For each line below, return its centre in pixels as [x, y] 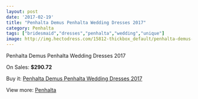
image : [14, 39]
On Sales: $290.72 [29, 67]
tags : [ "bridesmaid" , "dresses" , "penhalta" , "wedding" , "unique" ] [85, 34]
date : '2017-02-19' [30, 17]
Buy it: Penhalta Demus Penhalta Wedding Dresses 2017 [74, 78]
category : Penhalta [30, 28]
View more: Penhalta [31, 90]
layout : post [22, 11]
